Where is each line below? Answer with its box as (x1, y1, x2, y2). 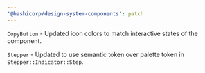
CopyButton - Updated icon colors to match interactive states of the (7, 29, 199, 38)
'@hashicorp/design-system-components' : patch (7, 10, 144, 17)
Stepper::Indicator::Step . (7, 57, 84, 66)
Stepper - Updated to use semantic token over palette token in (7, 50, 185, 58)
